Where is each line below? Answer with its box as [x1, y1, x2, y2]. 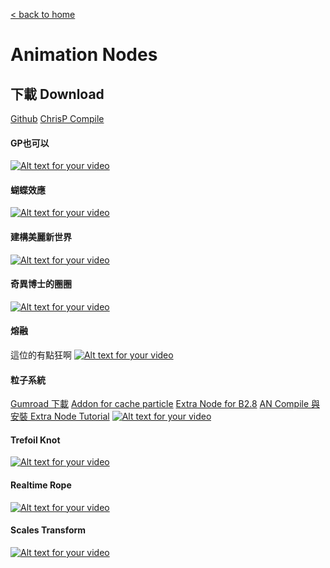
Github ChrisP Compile [10, 113, 105, 124]
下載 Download [10, 85, 105, 103]
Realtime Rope [10, 479, 72, 491]
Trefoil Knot [10, 434, 61, 446]
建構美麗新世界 [10, 231, 72, 243]
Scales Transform [10, 524, 87, 536]
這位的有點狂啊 [10, 349, 72, 361]
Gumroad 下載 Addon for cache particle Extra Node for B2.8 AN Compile [10, 398, 310, 410]
